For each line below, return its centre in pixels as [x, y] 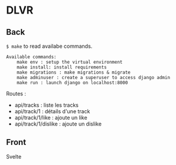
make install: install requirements [62, 67]
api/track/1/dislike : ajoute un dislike [58, 124]
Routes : [16, 94]
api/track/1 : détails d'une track [52, 111]
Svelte [14, 156]
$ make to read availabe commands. [49, 46]
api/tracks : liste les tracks [46, 105]
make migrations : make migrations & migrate [74, 72]
